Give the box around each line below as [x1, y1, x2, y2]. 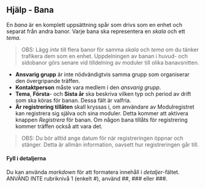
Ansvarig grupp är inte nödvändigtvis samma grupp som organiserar [15, 70, 190, 78]
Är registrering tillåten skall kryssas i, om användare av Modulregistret [15, 103, 195, 110]
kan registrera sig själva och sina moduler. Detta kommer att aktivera [15, 109, 188, 117]
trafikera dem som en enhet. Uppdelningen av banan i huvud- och [21, 52, 188, 60]
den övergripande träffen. [15, 77, 81, 84]
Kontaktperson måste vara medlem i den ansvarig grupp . [15, 84, 162, 91]
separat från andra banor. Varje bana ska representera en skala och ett [6, 27, 185, 35]
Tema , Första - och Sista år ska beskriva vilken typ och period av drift [15, 90, 192, 97]
